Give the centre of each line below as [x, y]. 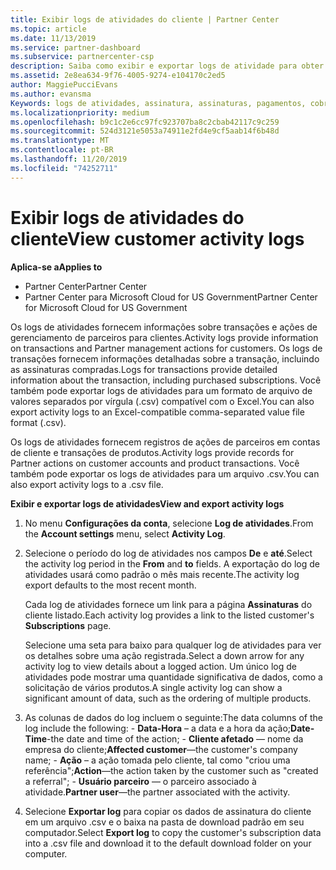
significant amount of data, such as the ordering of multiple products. [168, 698]
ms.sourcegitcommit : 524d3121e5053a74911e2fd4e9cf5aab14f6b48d [145, 131]
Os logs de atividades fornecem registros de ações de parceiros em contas [165, 442]
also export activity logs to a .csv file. [87, 484]
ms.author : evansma [51, 94]
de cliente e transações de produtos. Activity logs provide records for [152, 452]
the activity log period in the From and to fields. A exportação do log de [172, 563]
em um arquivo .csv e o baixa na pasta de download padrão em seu [164, 822]
